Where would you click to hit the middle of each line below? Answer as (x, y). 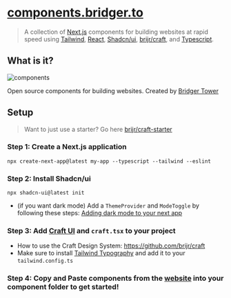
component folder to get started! (63, 287)
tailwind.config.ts (45, 261)
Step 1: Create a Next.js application (67, 147)
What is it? (30, 61)
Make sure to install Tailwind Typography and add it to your (101, 253)
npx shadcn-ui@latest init (46, 193)
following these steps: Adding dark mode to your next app (100, 213)
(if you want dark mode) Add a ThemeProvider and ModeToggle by (108, 206)
